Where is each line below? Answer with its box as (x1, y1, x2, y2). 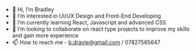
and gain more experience (12, 32, 78, 39)
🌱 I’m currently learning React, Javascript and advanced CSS (12, 19, 167, 26)
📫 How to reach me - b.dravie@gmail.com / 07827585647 (12, 39, 161, 46)
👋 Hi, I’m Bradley (12, 6, 55, 13)
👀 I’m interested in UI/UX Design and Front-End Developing (12, 12, 161, 20)
